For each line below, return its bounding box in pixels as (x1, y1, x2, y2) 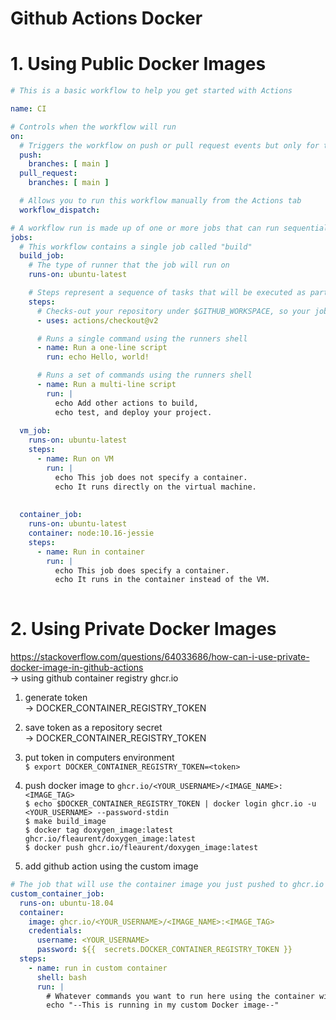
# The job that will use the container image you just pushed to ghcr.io (10, 880, 325, 890)
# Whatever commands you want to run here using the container (46, 991, 315, 1001)
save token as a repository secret (24, 722, 163, 734)
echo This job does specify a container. (54, 565, 230, 576)
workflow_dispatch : (19, 205, 101, 215)
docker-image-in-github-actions (10, 662, 144, 674)
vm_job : (19, 426, 52, 436)
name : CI (10, 104, 47, 114)
